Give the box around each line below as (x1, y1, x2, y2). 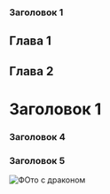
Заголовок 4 (9, 130, 66, 143)
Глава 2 (9, 64, 54, 79)
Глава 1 (9, 34, 51, 49)
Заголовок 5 (9, 154, 66, 167)
